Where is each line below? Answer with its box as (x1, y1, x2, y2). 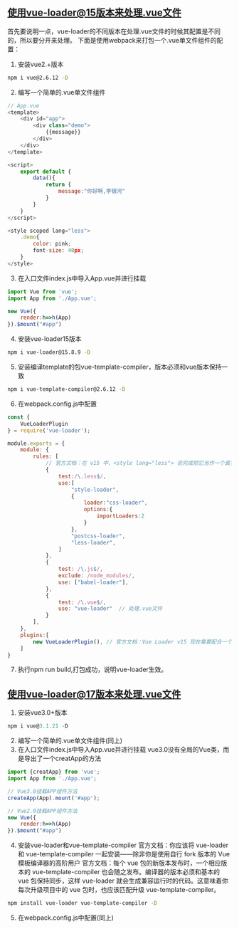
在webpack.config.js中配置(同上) (17, 913, 114, 922)
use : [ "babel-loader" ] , (58, 579, 129, 586)
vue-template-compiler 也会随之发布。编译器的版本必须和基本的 (31, 868, 221, 876)
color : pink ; (33, 241, 72, 248)
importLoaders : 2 (96, 513, 144, 520)
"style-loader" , (70, 486, 119, 493)
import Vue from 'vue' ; (7, 288, 78, 295)
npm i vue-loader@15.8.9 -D (7, 349, 91, 356)
